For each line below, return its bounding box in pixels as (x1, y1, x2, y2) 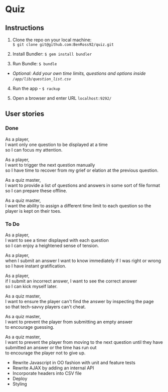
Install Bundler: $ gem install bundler (12, 51, 92, 57)
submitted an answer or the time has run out (5, 344, 97, 350)
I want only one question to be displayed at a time (5, 142, 108, 148)
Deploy (12, 375, 28, 381)
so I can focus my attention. (5, 147, 63, 153)
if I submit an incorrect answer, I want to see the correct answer (5, 278, 137, 284)
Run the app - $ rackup (12, 85, 60, 91)
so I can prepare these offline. (5, 187, 68, 194)
